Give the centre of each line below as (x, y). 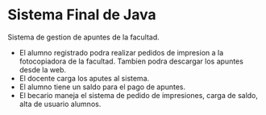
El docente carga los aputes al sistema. (84, 78)
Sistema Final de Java (82, 15)
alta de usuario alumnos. (60, 104)
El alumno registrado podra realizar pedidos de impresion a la (121, 52)
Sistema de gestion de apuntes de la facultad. (84, 37)
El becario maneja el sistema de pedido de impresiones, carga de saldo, (139, 95)
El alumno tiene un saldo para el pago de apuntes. (102, 87)
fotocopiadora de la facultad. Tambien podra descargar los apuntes (131, 61)
